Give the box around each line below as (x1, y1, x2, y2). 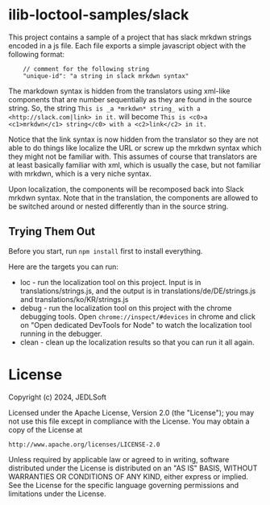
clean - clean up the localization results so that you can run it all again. (19, 337, 255, 347)
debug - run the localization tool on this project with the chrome (19, 303, 232, 313)
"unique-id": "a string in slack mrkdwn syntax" (23, 72, 189, 80)
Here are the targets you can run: (8, 262, 118, 271)
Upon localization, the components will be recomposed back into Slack (8, 184, 244, 194)
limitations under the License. (8, 489, 106, 499)
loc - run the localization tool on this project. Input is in (19, 277, 201, 287)
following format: (8, 49, 65, 59)
